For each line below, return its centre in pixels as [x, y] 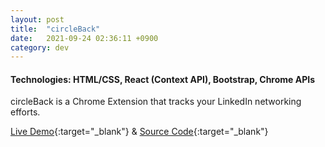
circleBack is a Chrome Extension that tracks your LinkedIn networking [156, 102]
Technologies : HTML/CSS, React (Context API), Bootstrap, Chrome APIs [163, 79]
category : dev [40, 47]
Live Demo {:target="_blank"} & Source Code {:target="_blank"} [139, 132]
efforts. [25, 112]
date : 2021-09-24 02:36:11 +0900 [84, 38]
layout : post [37, 19]
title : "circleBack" [55, 29]
